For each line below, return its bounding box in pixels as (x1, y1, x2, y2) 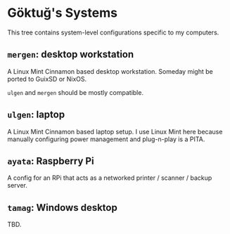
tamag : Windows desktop (7, 202, 117, 214)
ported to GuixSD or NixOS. (7, 74, 87, 83)
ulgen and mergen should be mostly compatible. (7, 88, 144, 96)
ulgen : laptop (7, 109, 65, 121)
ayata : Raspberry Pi (7, 155, 94, 167)
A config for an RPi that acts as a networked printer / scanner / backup (7, 174, 212, 182)
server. (7, 181, 28, 190)
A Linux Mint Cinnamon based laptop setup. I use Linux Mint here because (7, 127, 223, 136)
